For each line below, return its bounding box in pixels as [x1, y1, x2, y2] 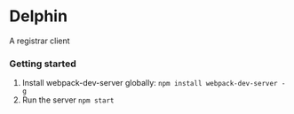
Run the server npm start [21, 95, 115, 105]
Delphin [9, 6, 68, 27]
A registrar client [9, 35, 70, 46]
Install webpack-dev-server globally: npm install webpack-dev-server [21, 78, 278, 88]
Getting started [9, 57, 77, 70]
